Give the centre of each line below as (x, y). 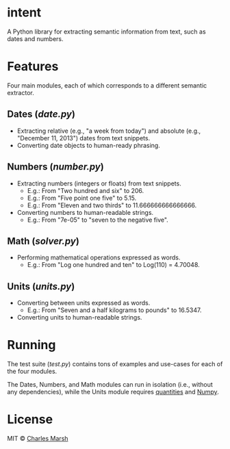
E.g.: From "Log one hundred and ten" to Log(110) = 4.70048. (113, 265)
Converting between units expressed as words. (84, 303)
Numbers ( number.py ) (55, 167)
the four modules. (32, 372)
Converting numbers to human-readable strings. (85, 212)
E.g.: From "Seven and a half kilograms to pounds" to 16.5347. (114, 310)
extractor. (21, 92)
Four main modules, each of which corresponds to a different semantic (107, 85)
